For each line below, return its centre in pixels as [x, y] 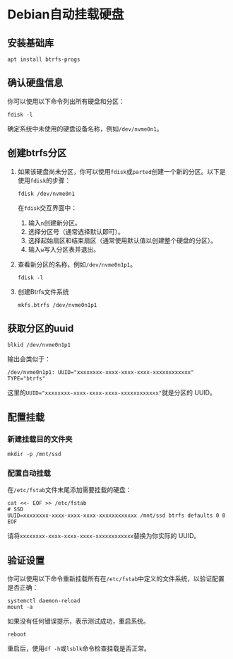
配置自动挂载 [29, 473]
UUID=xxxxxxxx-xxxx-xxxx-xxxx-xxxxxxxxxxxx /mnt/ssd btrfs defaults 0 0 [116, 516]
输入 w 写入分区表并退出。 [64, 249]
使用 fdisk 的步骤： [44, 180]
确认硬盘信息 [35, 83]
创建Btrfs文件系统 [43, 291]
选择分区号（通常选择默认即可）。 [76, 231]
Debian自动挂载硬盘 [66, 14]
